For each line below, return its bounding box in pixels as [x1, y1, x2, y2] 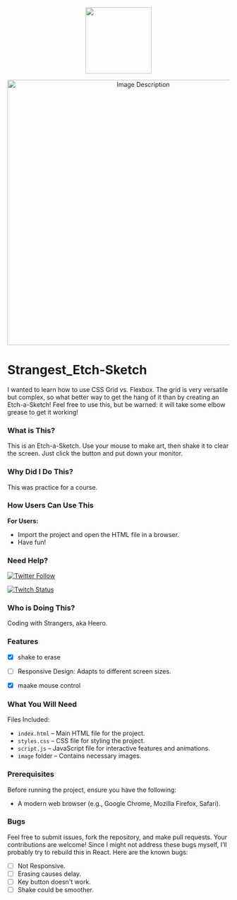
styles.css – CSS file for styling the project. [17, 737, 145, 745]
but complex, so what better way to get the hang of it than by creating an [7, 393, 219, 401]
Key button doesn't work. [17, 877, 92, 886]
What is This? [7, 425, 55, 435]
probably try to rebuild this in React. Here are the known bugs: [7, 848, 188, 856]
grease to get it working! [7, 408, 79, 416]
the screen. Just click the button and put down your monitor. [7, 449, 183, 458]
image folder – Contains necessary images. [17, 751, 142, 760]
